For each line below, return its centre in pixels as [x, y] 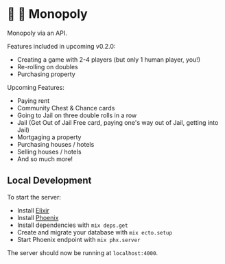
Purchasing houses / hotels [56, 144]
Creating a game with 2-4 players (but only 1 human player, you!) [109, 59]
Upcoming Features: [36, 87]
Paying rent [33, 100]
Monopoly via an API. [37, 33]
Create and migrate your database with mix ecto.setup [95, 232]
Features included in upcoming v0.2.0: [61, 46]
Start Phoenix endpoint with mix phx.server [79, 239]
